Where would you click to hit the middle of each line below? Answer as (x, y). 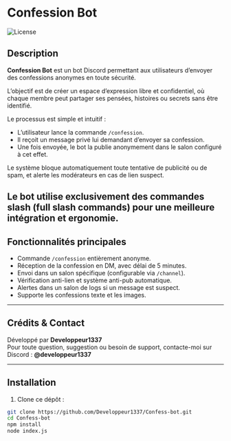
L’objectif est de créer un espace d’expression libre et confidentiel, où (106, 90)
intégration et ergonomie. (63, 218)
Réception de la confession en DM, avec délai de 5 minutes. (102, 265)
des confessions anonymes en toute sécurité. (71, 77)
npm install (24, 425)
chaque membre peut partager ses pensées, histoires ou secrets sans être (113, 98)
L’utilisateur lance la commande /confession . (80, 132)
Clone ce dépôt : (41, 399)
